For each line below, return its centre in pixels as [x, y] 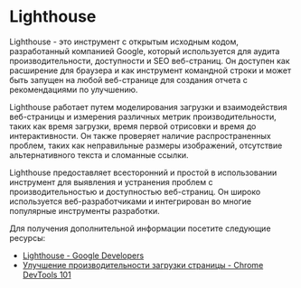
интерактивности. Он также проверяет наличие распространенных [140, 135]
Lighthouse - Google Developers [83, 255]
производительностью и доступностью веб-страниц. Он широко [135, 191]
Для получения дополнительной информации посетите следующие [140, 228]
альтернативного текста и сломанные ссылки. [99, 154]
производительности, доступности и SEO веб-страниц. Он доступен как [150, 60]
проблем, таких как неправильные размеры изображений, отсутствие [146, 145]
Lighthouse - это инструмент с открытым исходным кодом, [124, 42]
